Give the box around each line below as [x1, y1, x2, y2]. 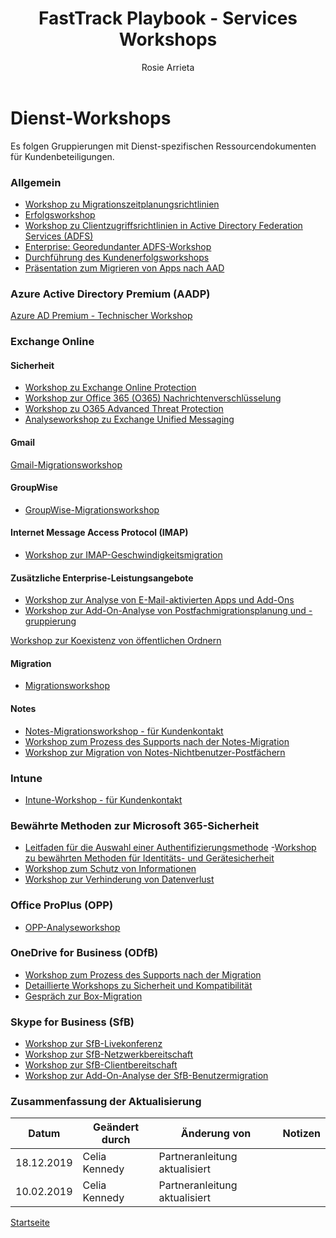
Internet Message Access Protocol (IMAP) [10, 527, 189, 539]
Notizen [282, 1127, 321, 1141]
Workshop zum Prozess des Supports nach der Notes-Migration [24, 735, 290, 747]
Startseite [10, 1217, 50, 1229]
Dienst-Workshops [10, 107, 172, 129]
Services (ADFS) [24, 230, 94, 242]
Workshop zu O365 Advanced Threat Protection [24, 403, 224, 415]
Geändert [92, 1120, 140, 1134]
